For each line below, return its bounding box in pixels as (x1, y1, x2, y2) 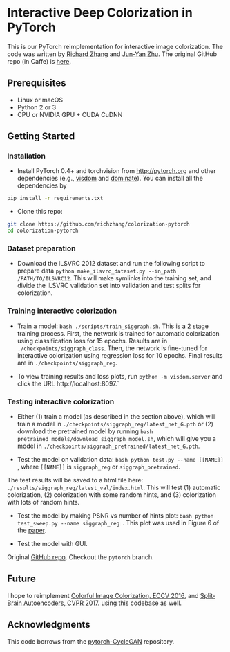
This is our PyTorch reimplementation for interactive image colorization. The (7, 42, 223, 51)
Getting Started (7, 130, 75, 143)
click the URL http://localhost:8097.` (17, 379, 119, 388)
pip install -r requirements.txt (7, 195, 104, 202)
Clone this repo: (17, 208, 63, 216)
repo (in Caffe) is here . (7, 57, 71, 65)
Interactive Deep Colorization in (7, 5, 193, 21)
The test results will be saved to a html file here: (7, 476, 144, 484)
